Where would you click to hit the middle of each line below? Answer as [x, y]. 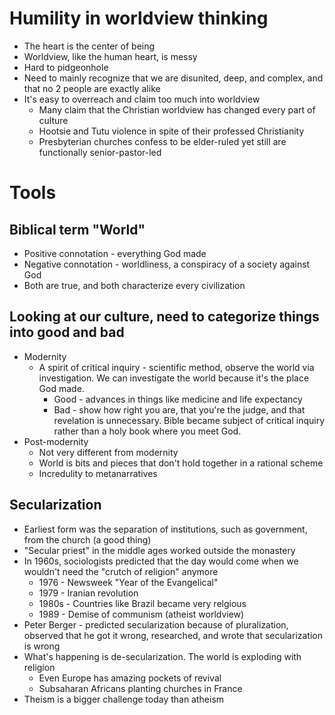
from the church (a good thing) [87, 539]
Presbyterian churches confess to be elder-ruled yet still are [162, 141]
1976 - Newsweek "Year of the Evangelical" [128, 582]
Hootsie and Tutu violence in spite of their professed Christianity [171, 131]
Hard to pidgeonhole [66, 67]
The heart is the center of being [89, 46]
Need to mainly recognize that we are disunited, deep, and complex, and [173, 78]
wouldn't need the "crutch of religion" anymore [121, 571]
